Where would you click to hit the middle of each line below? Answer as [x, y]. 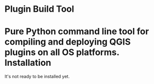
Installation [28, 63]
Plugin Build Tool [39, 9]
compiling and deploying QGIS [68, 42]
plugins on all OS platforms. [62, 52]
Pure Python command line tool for [77, 32]
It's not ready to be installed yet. [37, 77]
